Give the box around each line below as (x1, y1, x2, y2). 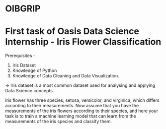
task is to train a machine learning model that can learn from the (5, 113, 137, 119)
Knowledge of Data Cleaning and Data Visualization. (12, 73, 119, 79)
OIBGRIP (5, 3, 41, 14)
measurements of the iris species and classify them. (5, 119, 112, 125)
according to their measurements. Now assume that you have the (5, 103, 139, 109)
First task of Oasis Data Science (5, 26, 139, 37)
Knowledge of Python (12, 67, 57, 73)
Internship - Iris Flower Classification (5, 36, 162, 48)
